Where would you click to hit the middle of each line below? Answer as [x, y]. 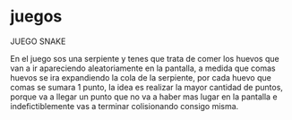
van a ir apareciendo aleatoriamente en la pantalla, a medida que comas [143, 68]
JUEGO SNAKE [38, 41]
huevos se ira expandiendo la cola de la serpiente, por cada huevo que [141, 77]
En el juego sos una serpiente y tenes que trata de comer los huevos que [145, 58]
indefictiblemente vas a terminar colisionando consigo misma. [125, 106]
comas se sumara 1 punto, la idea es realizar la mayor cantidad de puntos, [146, 87]
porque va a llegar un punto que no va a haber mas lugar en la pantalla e [144, 97]
